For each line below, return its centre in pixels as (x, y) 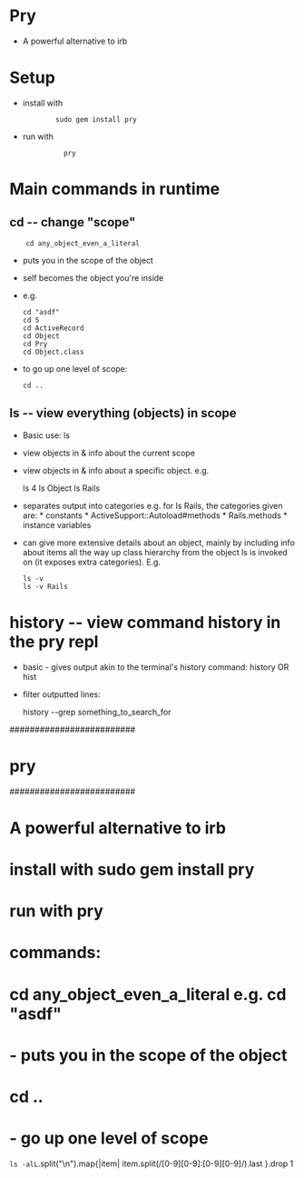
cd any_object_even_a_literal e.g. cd (148, 994)
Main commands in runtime (115, 190)
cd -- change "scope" (73, 222)
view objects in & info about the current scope (108, 453)
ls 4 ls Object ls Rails (61, 488)
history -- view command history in (145, 622)
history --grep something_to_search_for (97, 712)
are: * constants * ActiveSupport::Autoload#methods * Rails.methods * (155, 515)
